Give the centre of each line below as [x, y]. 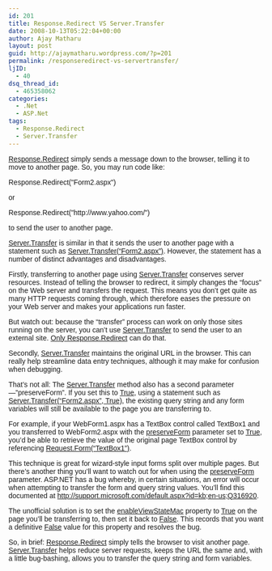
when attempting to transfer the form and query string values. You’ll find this [127, 487]
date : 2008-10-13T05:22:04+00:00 [65, 31]
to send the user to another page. [61, 228]
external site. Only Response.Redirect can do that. [88, 338]
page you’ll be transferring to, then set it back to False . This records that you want [136, 519]
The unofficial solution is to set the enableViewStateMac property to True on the [133, 511]
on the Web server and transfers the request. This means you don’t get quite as [133, 290]
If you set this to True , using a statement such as [144, 392]
